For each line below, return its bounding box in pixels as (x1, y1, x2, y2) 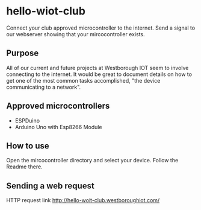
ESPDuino (14, 116, 40, 124)
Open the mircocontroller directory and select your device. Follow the (6, 157, 179, 164)
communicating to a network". (6, 83, 81, 91)
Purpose (6, 48, 39, 59)
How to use (6, 141, 49, 151)
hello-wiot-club (6, 4, 86, 18)
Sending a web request (6, 180, 94, 191)
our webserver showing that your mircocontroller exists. (6, 30, 146, 37)
